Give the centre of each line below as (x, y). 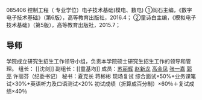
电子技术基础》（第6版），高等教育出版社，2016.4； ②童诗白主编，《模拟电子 (101, 17)
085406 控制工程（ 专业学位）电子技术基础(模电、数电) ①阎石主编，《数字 (99, 10)
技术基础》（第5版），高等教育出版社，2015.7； (64, 25)
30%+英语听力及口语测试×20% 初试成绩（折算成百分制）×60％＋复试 (102, 83)
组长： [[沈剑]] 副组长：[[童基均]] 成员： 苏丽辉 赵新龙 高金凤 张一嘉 (102, 68)
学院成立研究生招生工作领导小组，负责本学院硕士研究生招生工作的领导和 (96, 61)
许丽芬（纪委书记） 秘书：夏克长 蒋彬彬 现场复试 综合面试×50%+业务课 (102, 76)
